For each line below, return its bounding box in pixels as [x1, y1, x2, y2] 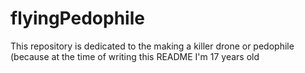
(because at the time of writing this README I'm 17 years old [10, 50, 260, 62]
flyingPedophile [10, 7, 145, 30]
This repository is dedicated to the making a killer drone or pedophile [10, 40, 295, 52]
